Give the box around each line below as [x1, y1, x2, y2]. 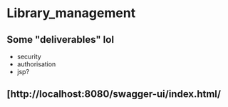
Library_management [6, 5, 136, 21]
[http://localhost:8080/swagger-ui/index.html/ [6, 88, 222, 101]
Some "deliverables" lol [6, 34, 115, 46]
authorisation [16, 60, 56, 68]
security [16, 52, 42, 61]
